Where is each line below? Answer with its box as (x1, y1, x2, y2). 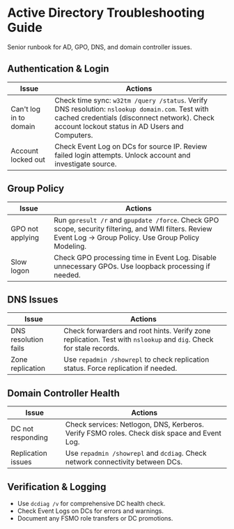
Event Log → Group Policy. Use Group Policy (54, 232, 200, 242)
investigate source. (54, 159, 117, 169)
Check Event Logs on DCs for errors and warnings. (17, 507, 164, 515)
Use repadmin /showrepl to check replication (63, 355, 210, 365)
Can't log (10, 104, 40, 114)
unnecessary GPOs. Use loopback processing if (54, 261, 210, 271)
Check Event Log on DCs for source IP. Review (54, 141, 208, 151)
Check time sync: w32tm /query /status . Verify (54, 95, 208, 105)
